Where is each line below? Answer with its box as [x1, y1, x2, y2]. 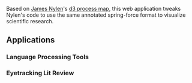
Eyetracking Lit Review [6, 69, 74, 77]
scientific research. [6, 18, 54, 24]
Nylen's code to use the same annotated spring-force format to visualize [6, 11, 186, 19]
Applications [6, 35, 55, 45]
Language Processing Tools [6, 53, 89, 62]
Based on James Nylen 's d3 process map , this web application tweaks [6, 5, 181, 12]
